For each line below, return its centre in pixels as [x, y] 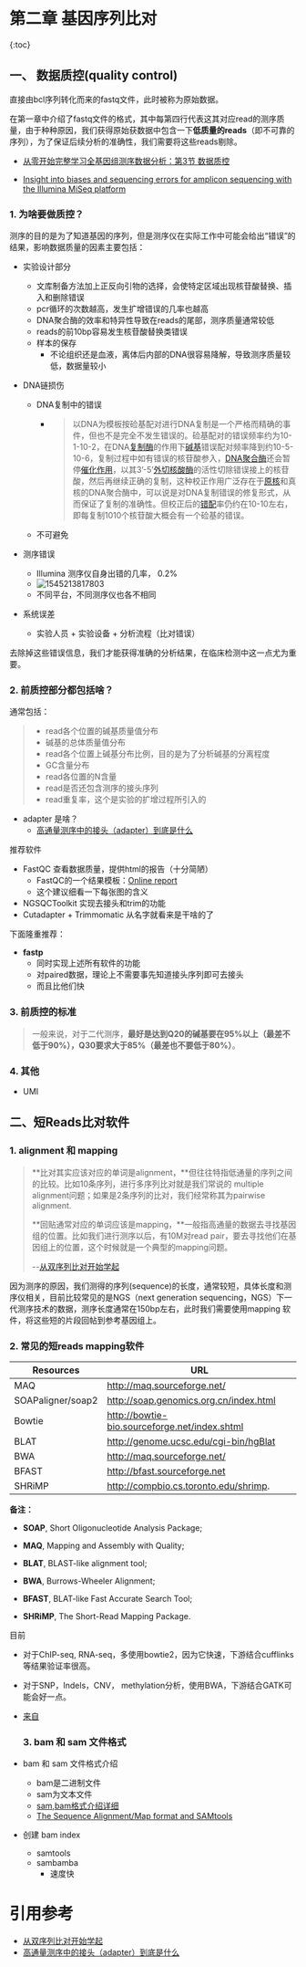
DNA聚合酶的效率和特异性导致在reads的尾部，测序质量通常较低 [155, 320]
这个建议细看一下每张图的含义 [92, 892]
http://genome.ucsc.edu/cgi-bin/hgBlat [191, 1441]
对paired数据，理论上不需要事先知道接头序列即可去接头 [140, 975]
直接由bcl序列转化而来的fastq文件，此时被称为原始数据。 [117, 99]
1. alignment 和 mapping [64, 1151]
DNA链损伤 [44, 385]
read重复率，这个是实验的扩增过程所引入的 [126, 800]
